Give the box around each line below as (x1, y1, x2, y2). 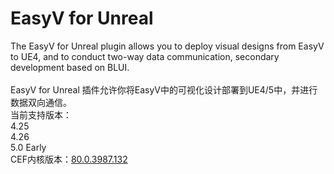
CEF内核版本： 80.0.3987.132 (10, 153, 128, 165)
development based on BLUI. (10, 61, 130, 73)
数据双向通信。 (10, 96, 72, 108)
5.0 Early (10, 141, 47, 153)
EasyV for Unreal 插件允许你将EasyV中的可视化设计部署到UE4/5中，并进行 (10, 83, 318, 96)
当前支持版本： (10, 108, 72, 121)
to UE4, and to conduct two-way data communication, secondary (10, 50, 280, 62)
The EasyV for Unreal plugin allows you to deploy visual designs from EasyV (10, 40, 325, 52)
